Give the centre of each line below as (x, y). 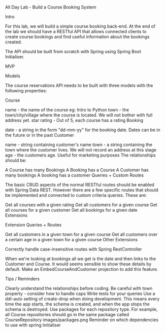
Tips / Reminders (22, 279)
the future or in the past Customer (40, 135)
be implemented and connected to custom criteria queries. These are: (76, 195)
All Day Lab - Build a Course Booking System (51, 7)
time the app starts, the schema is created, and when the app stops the (78, 304)
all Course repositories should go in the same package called (67, 314)
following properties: (26, 91)
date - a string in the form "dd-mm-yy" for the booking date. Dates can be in (83, 130)
